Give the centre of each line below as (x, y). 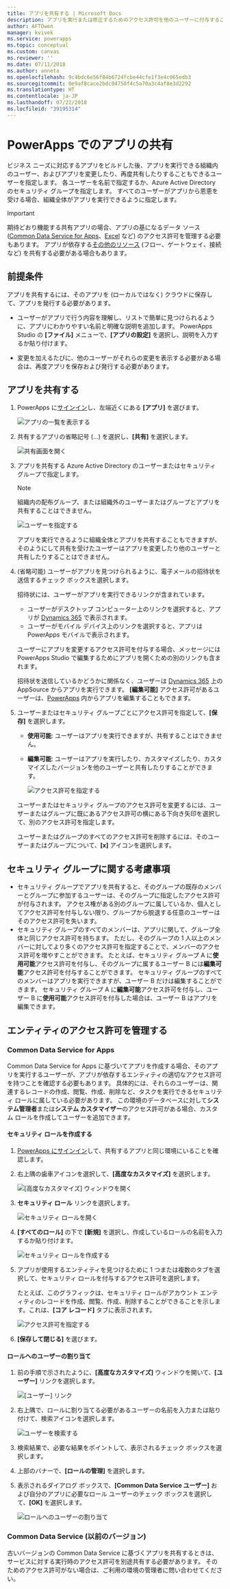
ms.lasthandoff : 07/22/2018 (47, 103)
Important (21, 213)
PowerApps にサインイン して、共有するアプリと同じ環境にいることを (115, 1151)
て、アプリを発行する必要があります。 (61, 303)
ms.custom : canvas (33, 52)
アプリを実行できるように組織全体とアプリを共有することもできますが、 (119, 540)
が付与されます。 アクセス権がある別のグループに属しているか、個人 (113, 904)
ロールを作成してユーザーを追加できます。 (74, 1117)
